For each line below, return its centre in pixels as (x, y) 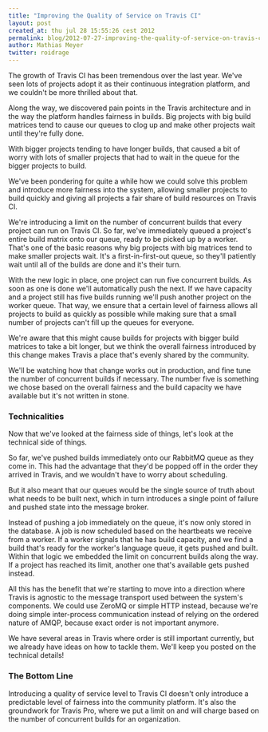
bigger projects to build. (47, 166)
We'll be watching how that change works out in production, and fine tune (130, 370)
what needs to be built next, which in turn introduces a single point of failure (134, 499)
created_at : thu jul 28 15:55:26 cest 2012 (82, 30)
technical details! (36, 655)
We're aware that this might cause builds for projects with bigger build (124, 338)
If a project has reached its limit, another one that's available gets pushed (129, 565)
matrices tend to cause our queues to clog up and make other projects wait (132, 125)
